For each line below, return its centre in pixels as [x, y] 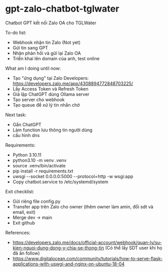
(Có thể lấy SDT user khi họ [134, 248]
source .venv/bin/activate [39, 165]
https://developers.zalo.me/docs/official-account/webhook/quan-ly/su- [87, 242]
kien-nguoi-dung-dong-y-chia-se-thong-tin [58, 248]
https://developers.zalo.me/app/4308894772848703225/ [73, 83]
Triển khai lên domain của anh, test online [56, 58]
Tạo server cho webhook [38, 100]
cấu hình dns [26, 135]
